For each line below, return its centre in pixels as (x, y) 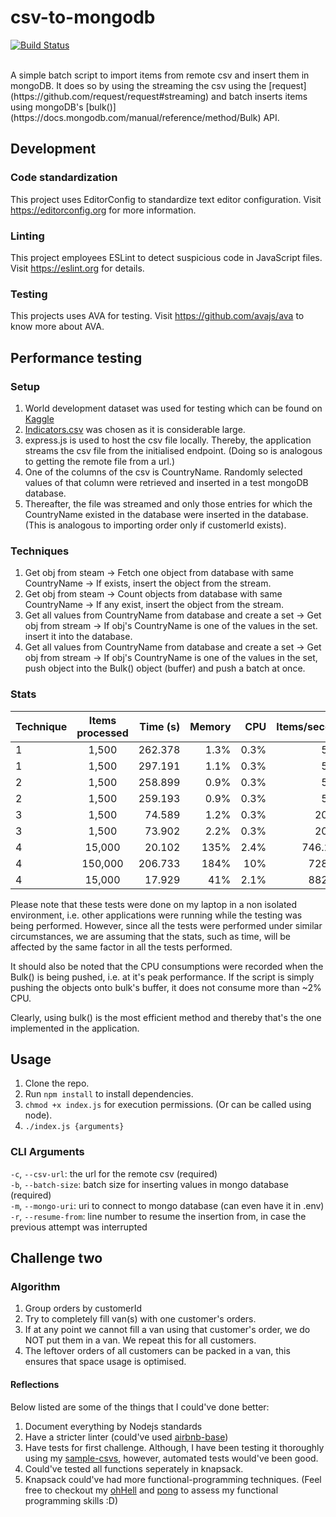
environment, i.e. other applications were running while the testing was (156, 915)
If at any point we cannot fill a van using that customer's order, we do (167, 1330)
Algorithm (35, 1286)
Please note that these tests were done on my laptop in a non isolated (154, 904)
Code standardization (64, 178)
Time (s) (160, 726)
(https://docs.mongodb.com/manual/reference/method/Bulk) (136, 117)
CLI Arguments (47, 1152)
